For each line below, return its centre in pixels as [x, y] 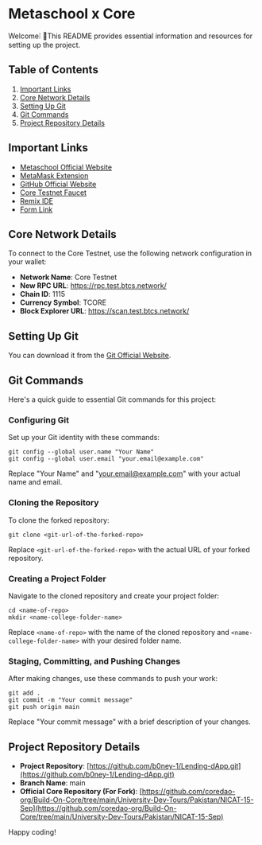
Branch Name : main [52, 783]
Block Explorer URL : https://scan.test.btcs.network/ [104, 311]
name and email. [35, 482]
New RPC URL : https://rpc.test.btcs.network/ [93, 286]
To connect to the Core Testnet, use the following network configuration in [130, 253]
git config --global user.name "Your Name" [81, 452]
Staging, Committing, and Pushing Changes [94, 661]
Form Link [36, 209]
